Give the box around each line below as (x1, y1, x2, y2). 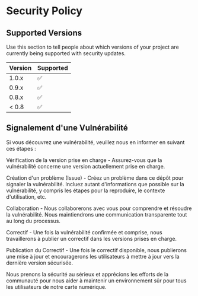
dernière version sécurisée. (6, 259, 73, 266)
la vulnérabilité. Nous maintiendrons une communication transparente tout (6, 211, 187, 218)
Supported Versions (6, 28, 82, 38)
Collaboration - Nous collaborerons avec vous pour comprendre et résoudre (6, 205, 192, 212)
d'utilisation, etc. (6, 193, 47, 200)
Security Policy (6, 4, 83, 18)
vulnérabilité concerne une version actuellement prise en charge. (6, 163, 165, 170)
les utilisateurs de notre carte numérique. (6, 283, 107, 290)
